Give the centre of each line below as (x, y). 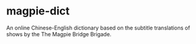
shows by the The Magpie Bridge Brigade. (59, 34)
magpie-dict (38, 11)
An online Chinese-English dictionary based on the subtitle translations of (98, 28)
